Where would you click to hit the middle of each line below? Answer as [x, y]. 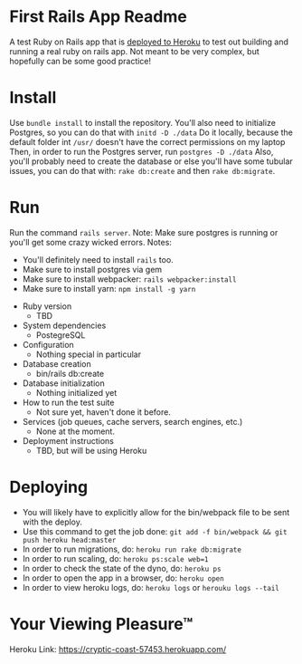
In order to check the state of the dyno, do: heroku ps [122, 568]
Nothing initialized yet [76, 392]
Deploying [49, 487]
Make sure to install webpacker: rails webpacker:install [129, 279]
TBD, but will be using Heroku [91, 450]
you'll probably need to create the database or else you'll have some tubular [151, 161]
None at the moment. [75, 431]
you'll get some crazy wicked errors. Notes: [90, 242]
